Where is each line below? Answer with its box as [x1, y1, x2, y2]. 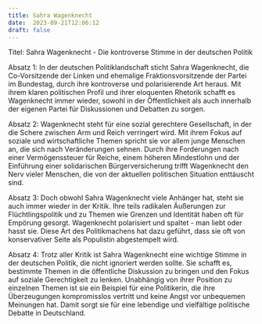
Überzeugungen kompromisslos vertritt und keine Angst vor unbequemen [8, 292, 246, 301]
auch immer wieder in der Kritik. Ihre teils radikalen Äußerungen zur [8, 202, 227, 211]
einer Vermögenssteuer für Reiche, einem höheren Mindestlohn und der [8, 153, 240, 162]
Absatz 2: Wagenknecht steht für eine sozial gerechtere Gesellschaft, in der [8, 119, 252, 129]
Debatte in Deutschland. [8, 308, 86, 318]
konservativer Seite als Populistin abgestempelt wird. [8, 235, 179, 244]
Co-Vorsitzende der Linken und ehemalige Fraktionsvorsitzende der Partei [8, 71, 247, 81]
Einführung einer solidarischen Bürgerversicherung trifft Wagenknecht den [8, 162, 249, 171]
